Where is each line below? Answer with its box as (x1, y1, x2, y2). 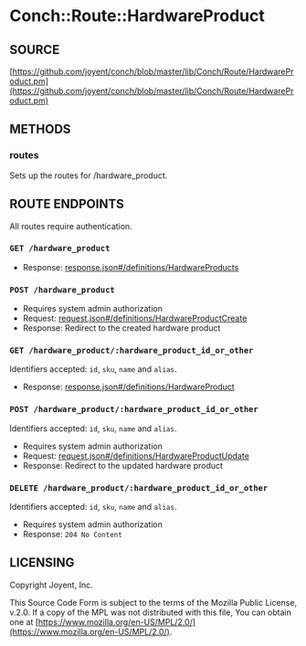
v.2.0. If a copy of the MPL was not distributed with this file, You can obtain (9, 607, 292, 618)
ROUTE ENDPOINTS (9, 196, 125, 212)
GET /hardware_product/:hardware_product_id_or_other (9, 345, 254, 356)
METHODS (9, 122, 71, 137)
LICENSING (9, 555, 75, 571)
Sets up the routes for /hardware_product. (9, 170, 168, 181)
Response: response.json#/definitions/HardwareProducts (22, 261, 239, 272)
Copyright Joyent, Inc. (9, 579, 93, 590)
